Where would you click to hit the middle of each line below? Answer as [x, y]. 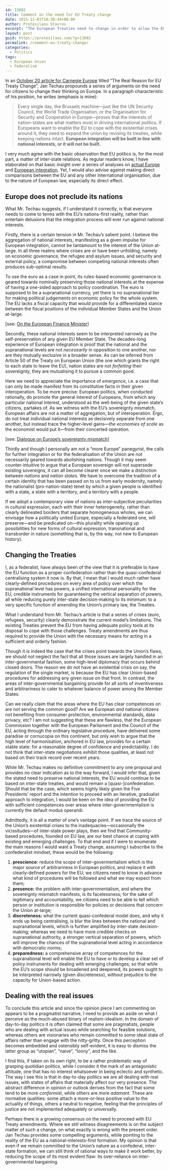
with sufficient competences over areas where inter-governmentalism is [80, 805]
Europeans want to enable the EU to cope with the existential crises [87, 128]
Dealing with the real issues [50, 996]
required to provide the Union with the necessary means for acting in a [78, 636]
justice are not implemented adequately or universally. [61, 1109]
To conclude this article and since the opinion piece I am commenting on [80, 1008]
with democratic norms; [37, 948]
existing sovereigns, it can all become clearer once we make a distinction [81, 470]
